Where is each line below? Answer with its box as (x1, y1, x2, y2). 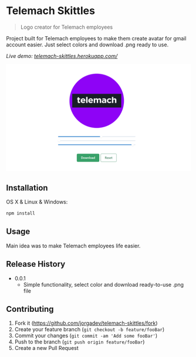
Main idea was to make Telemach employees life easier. (6, 242, 141, 249)
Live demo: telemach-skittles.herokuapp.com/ (6, 52, 118, 59)
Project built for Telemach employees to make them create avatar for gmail (6, 35, 187, 42)
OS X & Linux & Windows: (6, 198, 68, 206)
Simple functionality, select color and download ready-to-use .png (23, 281, 184, 288)
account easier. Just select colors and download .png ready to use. (6, 41, 169, 48)
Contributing (6, 304, 54, 314)
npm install (6, 210, 35, 216)
